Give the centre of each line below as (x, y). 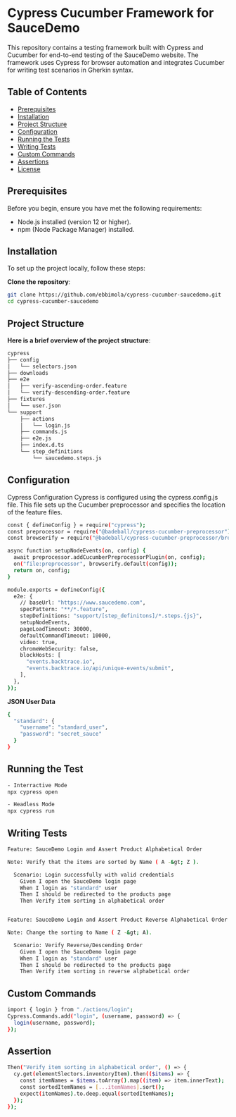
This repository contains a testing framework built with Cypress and (105, 47)
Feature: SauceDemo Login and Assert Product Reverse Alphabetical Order (118, 920)
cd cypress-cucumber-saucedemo (53, 302)
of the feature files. (35, 512)
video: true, (39, 642)
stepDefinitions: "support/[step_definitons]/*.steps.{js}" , (111, 616)
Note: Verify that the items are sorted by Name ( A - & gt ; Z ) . (103, 862)
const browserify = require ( (50, 538)
